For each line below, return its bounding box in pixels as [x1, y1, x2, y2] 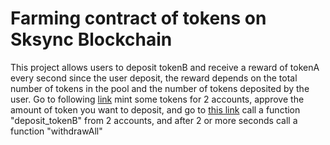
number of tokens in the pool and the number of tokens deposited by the [10, 82, 310, 94]
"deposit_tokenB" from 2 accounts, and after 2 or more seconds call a [10, 114, 298, 126]
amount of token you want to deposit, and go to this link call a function [10, 103, 301, 116]
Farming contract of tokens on [10, 7, 267, 30]
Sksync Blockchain [10, 28, 173, 51]
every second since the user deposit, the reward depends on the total [10, 72, 298, 84]
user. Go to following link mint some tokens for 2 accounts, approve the [10, 93, 305, 105]
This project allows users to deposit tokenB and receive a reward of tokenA [10, 61, 320, 73]
